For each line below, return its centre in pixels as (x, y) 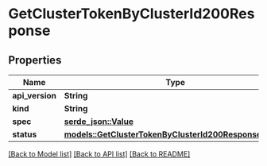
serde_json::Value (99, 122)
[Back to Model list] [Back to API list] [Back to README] (99, 154)
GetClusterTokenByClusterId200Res (132, 14)
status (25, 134)
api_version (35, 96)
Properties (35, 60)
